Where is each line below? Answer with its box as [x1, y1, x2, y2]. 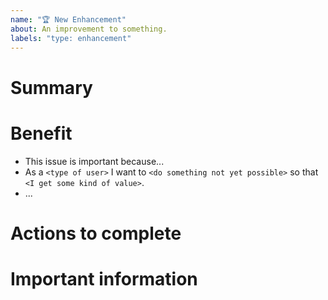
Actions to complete [10, 222, 182, 245]
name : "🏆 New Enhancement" [10, 14, 127, 25]
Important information [10, 267, 198, 290]
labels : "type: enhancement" [10, 33, 132, 43]
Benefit [10, 122, 73, 145]
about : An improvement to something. [10, 24, 168, 34]
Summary [10, 76, 93, 99]
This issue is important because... [24, 155, 165, 167]
